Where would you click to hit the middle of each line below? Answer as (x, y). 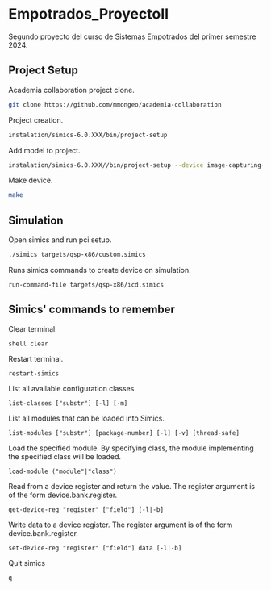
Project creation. (36, 120)
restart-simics (34, 373)
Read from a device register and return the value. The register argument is (132, 486)
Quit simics (27, 563)
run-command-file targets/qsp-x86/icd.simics (86, 285)
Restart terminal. (36, 358)
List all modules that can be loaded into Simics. (87, 418)
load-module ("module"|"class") (63, 471)
